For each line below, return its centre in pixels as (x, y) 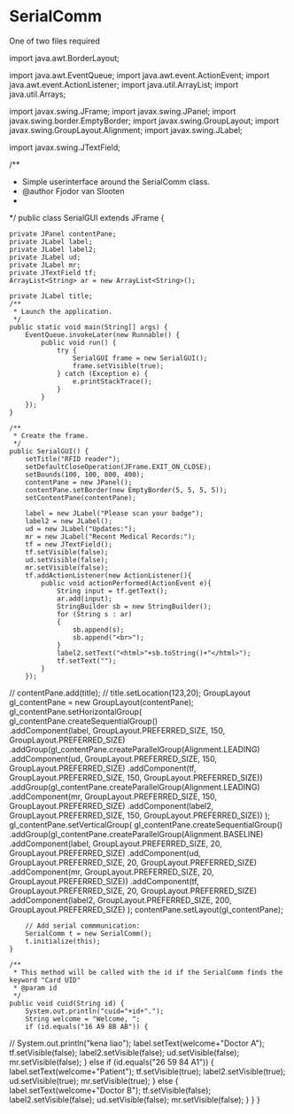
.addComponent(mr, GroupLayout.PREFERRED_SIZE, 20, (112, 872)
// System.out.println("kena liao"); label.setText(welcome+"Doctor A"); (137, 1043)
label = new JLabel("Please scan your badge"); (114, 513)
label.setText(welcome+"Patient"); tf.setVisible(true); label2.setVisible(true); (147, 1071)
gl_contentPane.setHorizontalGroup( (76, 711)
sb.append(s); (98, 630)
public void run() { (79, 342)
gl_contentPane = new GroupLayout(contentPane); (102, 702)
